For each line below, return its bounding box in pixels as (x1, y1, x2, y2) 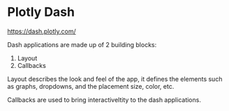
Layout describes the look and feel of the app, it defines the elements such (7, 74, 223, 83)
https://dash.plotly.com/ (7, 27, 77, 35)
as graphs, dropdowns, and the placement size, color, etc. (7, 82, 175, 90)
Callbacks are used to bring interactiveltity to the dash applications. (7, 95, 201, 104)
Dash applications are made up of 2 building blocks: (7, 40, 157, 49)
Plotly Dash (7, 4, 75, 20)
